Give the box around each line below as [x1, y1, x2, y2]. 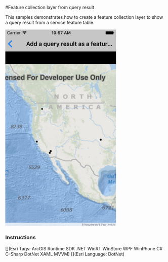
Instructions [5, 234, 36, 241]
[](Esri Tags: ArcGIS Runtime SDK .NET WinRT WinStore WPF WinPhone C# [5, 245, 163, 251]
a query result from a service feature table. [5, 20, 95, 25]
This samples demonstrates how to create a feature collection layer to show [5, 14, 163, 20]
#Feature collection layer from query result [5, 5, 95, 10]
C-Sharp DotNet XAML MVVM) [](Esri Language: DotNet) [5, 251, 125, 257]
